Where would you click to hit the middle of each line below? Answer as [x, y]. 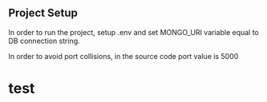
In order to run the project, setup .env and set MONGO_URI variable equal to [133, 32]
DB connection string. [44, 41]
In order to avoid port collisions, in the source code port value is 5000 [123, 56]
